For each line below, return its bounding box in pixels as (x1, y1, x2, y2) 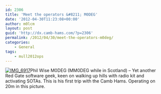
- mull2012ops (14, 53, 44, 59)
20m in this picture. (5, 83, 45, 89)
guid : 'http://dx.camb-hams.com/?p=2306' (5, 30, 94, 35)
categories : (5, 40, 30, 45)
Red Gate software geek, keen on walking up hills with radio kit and (5, 73, 144, 79)
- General (14, 44, 35, 49)
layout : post (5, 26, 33, 31)
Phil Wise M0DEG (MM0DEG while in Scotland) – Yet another (30, 67, 156, 73)
